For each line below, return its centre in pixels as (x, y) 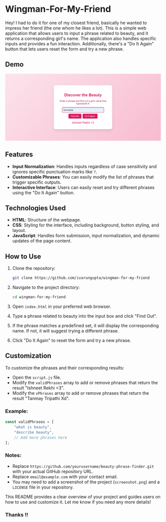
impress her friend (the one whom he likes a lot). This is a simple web (76, 28)
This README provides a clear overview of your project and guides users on (83, 496)
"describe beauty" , (34, 432)
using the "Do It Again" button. (43, 192)
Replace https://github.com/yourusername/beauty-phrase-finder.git (83, 466)
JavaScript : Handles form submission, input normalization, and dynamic (86, 236)
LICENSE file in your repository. (43, 487)
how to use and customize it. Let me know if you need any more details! (78, 502)
